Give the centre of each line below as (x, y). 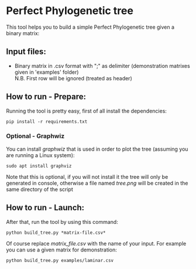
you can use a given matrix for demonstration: (61, 250)
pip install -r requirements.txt (47, 121)
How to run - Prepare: (46, 97)
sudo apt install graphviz (39, 166)
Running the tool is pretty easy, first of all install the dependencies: (86, 111)
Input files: (26, 52)
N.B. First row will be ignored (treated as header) (73, 78)
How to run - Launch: (45, 208)
